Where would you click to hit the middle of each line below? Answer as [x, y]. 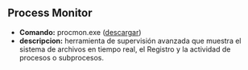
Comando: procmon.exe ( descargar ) [80, 32]
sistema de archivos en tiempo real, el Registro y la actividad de [125, 49]
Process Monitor [50, 13]
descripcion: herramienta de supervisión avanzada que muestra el [130, 41]
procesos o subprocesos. [62, 57]
